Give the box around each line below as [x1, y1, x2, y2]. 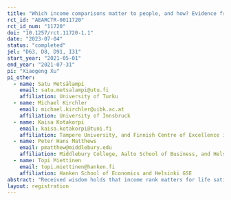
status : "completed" [7, 42, 67, 49]
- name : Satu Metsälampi [13, 80, 85, 87]
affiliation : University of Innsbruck [19, 112, 131, 119]
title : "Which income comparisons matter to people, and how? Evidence [7, 10, 217, 17]
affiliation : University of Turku [19, 93, 118, 100]
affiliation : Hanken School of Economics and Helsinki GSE [19, 170, 192, 177]
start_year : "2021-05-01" [7, 55, 81, 62]
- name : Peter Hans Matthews [13, 138, 97, 145]
